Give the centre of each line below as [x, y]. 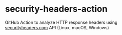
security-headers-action [56, 9]
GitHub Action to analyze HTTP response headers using [61, 22]
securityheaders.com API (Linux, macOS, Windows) [57, 27]
